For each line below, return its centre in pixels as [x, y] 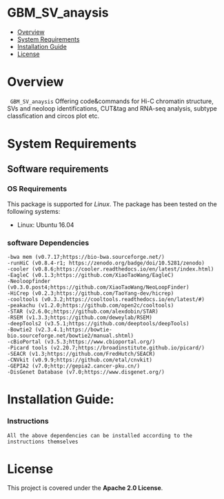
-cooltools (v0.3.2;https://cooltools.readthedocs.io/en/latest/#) [106, 300]
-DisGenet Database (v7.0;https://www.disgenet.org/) [86, 372]
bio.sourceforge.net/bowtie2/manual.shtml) [71, 336]
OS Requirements [37, 189]
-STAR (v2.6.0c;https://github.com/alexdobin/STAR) [83, 312]
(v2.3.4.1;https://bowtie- [73, 330]
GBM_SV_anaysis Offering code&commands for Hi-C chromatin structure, [112, 101]
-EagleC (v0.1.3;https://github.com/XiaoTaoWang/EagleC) [91, 275]
